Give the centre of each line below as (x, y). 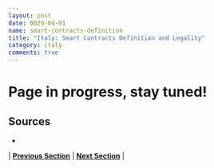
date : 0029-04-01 (37, 23)
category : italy (35, 45)
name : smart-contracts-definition (66, 30)
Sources (30, 121)
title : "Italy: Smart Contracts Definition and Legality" (107, 38)
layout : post (30, 16)
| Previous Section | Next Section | (67, 156)
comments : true (34, 53)
